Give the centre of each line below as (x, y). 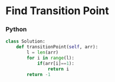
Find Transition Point (57, 11)
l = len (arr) (43, 53)
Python (16, 29)
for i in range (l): (51, 58)
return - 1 (39, 74)
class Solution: (25, 42)
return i (58, 69)
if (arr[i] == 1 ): (56, 63)
